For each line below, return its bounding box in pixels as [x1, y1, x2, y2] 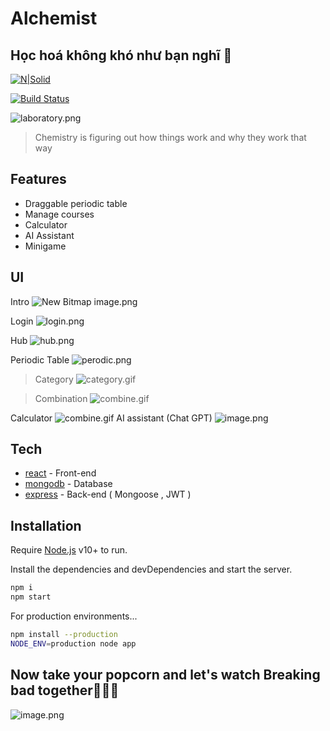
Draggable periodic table [24, 197, 128, 209]
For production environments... [10, 610, 138, 622]
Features [10, 171, 67, 188]
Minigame [24, 240, 67, 252]
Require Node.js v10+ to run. [10, 544, 128, 556]
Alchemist [10, 7, 98, 30]
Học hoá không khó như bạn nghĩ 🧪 [10, 47, 233, 64]
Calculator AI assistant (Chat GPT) [10, 412, 213, 424]
